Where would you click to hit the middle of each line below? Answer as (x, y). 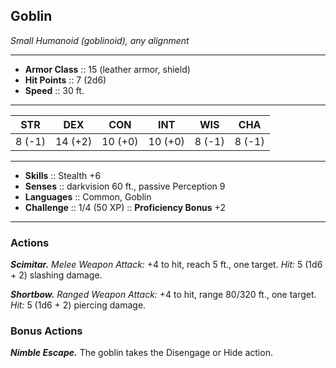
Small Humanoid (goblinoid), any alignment (100, 40)
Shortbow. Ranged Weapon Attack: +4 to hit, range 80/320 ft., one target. (163, 295)
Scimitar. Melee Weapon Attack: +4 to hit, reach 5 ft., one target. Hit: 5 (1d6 (166, 265)
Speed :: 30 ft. (54, 90)
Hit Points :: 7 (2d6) (65, 80)
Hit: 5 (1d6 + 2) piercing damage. (78, 305)
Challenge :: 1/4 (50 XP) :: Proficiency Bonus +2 (125, 207)
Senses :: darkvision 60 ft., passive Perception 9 (125, 186)
